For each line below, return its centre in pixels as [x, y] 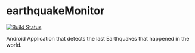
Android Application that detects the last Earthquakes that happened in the [98, 38]
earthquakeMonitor [55, 11]
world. [14, 45]
